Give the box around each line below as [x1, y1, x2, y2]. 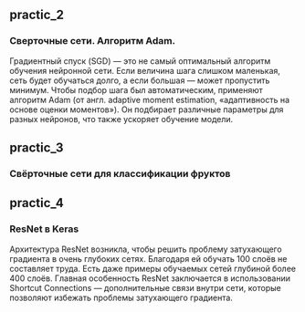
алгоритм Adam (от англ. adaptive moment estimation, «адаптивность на [9, 94, 290, 105]
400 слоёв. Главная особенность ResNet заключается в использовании [9, 273, 290, 284]
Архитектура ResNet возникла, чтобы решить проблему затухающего [9, 244, 282, 255]
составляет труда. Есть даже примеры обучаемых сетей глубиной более [9, 263, 297, 274]
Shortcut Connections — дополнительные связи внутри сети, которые [9, 282, 281, 293]
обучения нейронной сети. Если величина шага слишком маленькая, [9, 65, 281, 76]
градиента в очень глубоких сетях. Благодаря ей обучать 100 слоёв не [9, 253, 288, 264]
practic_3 [9, 140, 64, 156]
